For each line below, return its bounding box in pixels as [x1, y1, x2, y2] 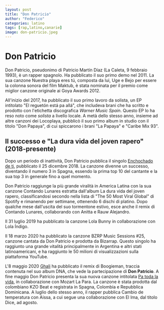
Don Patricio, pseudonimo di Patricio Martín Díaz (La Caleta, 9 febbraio [5, 67, 147, 73]
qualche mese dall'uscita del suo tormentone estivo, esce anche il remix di [5, 204, 155, 209]
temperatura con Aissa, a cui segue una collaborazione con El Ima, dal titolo [5, 294, 158, 300]
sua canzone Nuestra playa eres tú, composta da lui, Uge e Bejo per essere [5, 77, 157, 83]
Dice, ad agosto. [5, 299, 38, 305]
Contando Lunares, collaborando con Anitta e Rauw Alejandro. [5, 208, 131, 215]
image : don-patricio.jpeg [5, 30, 58, 35]
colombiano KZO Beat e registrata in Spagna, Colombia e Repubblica [5, 284, 143, 289]
